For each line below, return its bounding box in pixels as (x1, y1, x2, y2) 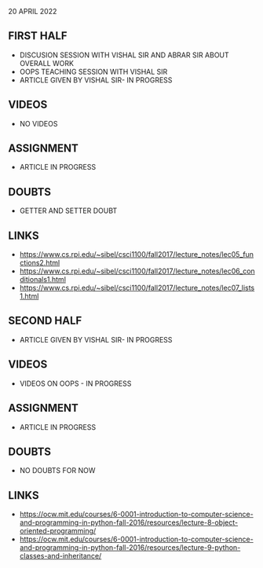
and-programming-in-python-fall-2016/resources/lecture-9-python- (19, 543, 241, 552)
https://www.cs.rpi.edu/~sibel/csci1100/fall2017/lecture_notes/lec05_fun (19, 250, 254, 259)
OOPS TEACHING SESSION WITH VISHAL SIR (19, 67, 168, 76)
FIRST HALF (8, 29, 68, 42)
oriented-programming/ (19, 526, 97, 536)
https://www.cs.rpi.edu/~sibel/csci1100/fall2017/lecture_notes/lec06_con (19, 266, 255, 276)
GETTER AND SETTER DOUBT (19, 206, 118, 215)
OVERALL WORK (19, 58, 75, 68)
